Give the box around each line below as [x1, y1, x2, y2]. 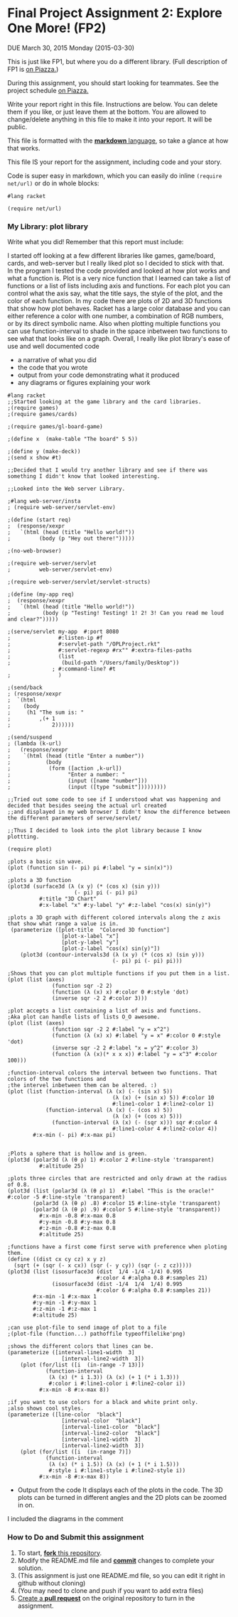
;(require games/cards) [7, 410, 78, 418]
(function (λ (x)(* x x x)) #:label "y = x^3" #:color [52, 1051, 218, 1058]
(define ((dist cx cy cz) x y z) [7, 1256, 107, 1263]
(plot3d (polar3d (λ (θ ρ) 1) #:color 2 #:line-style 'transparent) [7, 1156, 215, 1164]
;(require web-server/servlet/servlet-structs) [7, 579, 151, 586]
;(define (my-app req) [7, 591, 75, 598]
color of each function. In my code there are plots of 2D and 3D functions [7, 297, 222, 305]
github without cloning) [17, 1579, 86, 1587]
